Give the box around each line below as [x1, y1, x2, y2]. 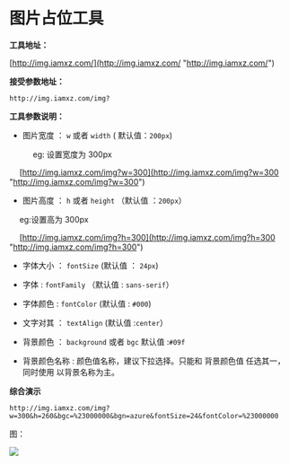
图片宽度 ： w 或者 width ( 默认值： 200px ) [22, 129, 173, 140]
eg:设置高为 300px [19, 214, 89, 224]
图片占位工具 [9, 8, 105, 29]
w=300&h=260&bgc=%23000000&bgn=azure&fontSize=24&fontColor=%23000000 [9, 411, 279, 420]
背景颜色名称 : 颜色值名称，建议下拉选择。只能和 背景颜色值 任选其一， [22, 355, 285, 366]
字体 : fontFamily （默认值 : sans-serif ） [22, 279, 174, 290]
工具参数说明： [9, 110, 65, 121]
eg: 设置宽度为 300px [32, 149, 112, 160]
